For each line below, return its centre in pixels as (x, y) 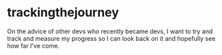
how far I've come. (33, 45)
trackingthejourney (63, 13)
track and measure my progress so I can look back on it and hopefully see (111, 38)
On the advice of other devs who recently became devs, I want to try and (110, 31)
